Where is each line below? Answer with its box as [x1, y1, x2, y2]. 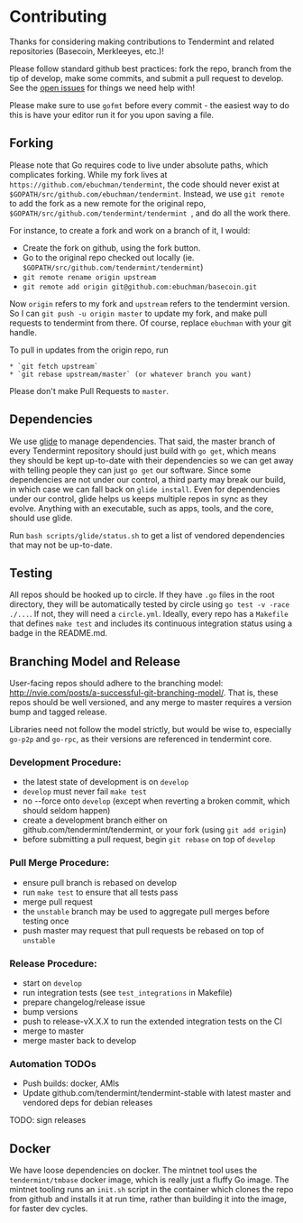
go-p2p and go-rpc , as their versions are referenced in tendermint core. [9, 733, 272, 745]
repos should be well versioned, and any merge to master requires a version [9, 697, 292, 708]
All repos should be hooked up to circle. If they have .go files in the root [9, 589, 275, 601]
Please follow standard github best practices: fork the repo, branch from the [9, 63, 292, 74]
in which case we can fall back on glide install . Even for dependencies [9, 483, 280, 494]
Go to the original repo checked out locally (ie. [22, 252, 195, 262]
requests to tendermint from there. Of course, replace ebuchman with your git [9, 317, 292, 328]
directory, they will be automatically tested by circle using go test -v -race [9, 599, 290, 610]
